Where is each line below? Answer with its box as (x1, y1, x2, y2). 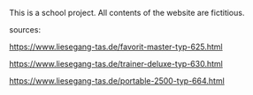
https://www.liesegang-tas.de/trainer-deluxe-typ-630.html (9, 59, 223, 69)
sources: (9, 25, 42, 34)
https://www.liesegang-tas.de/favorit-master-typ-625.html (9, 41, 223, 52)
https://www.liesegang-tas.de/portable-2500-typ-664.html (9, 76, 226, 86)
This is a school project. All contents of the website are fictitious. (9, 8, 245, 18)
